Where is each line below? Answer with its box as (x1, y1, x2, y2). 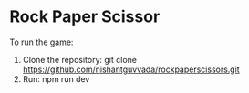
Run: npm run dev (22, 73, 90, 84)
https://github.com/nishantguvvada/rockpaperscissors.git (22, 64, 240, 75)
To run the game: (9, 36, 74, 47)
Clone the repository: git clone (22, 54, 137, 65)
